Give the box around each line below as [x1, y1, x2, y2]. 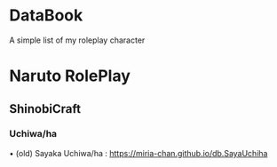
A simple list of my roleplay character [9, 35, 146, 45]
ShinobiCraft [9, 101, 82, 116]
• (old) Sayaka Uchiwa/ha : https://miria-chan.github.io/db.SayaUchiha [9, 147, 268, 158]
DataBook [9, 5, 83, 26]
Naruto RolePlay [9, 66, 131, 86]
